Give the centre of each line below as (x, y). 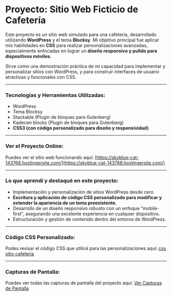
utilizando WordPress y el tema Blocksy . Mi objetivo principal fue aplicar (82, 40)
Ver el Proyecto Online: (35, 146)
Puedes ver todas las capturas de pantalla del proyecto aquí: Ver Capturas (84, 283)
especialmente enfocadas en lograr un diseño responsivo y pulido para (81, 51)
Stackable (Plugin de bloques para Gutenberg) (62, 117)
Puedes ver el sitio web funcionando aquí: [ (51, 157)
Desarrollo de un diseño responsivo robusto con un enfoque (76, 208)
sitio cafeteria (20, 254)
